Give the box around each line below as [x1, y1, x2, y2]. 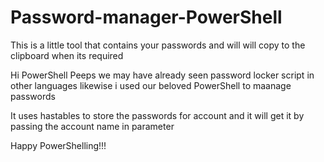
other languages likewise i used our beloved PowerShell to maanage [10, 79, 292, 91]
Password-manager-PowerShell [10, 6, 283, 29]
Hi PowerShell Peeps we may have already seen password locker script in [10, 69, 315, 81]
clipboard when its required [10, 49, 124, 61]
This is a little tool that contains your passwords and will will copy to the [10, 39, 306, 51]
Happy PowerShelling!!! [10, 139, 107, 151]
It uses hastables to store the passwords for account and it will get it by [10, 109, 305, 121]
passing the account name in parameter [10, 120, 175, 132]
